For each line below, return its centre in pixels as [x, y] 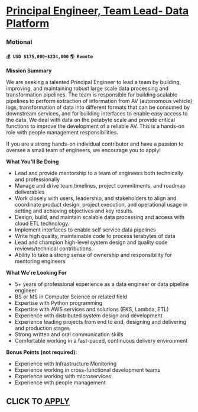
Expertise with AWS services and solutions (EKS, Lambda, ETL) [92, 310]
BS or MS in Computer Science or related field [71, 297]
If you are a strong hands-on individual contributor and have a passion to [95, 144]
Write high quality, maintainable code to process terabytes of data [95, 236]
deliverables [30, 192]
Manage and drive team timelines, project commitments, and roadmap [100, 186]
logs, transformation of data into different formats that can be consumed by [98, 107]
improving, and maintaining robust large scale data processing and [87, 88]
